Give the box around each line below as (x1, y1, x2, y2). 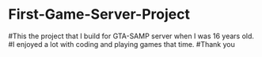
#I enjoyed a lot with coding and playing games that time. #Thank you (8, 39, 235, 48)
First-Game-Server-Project (8, 5, 190, 23)
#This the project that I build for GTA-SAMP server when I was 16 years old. (8, 31, 255, 41)
